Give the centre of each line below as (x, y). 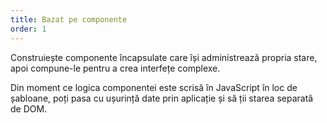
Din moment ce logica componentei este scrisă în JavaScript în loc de (154, 87)
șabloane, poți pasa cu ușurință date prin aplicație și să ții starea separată (162, 98)
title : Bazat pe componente (69, 19)
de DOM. (29, 108)
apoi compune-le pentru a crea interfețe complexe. (115, 68)
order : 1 (28, 29)
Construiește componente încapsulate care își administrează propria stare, (164, 57)
